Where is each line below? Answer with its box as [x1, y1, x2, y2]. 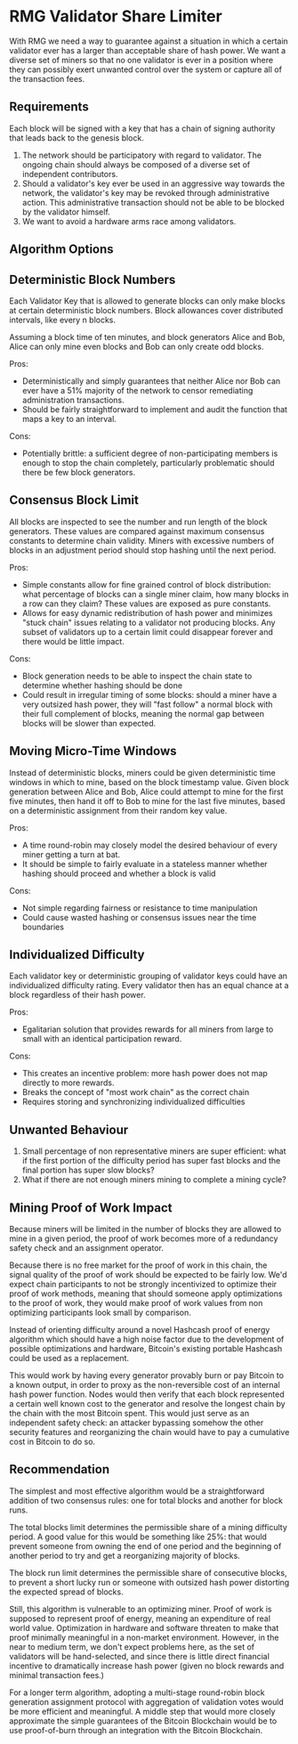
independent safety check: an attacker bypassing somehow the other [9, 1417, 264, 1428]
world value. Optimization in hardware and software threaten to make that [9, 1622, 279, 1633]
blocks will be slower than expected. [21, 718, 157, 728]
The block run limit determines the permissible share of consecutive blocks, [9, 1567, 287, 1578]
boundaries [21, 921, 65, 932]
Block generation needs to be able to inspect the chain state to [21, 670, 253, 681]
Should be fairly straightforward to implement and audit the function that [21, 403, 287, 415]
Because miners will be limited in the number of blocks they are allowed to [9, 1224, 282, 1235]
